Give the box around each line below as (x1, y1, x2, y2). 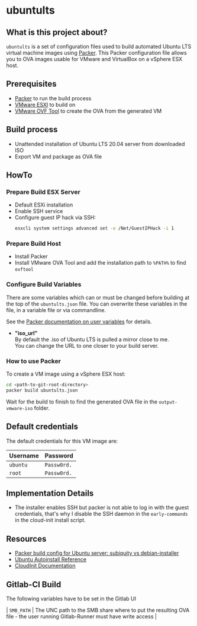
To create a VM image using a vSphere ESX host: (6, 370, 126, 377)
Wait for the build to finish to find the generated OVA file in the (6, 398, 158, 405)
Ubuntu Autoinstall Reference (14, 556, 87, 563)
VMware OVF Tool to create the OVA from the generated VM (14, 107, 162, 115)
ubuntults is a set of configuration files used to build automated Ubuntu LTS (6, 43, 192, 50)
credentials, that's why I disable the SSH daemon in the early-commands (14, 510, 188, 517)
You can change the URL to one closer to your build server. (14, 342, 159, 349)
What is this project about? (6, 27, 108, 37)
